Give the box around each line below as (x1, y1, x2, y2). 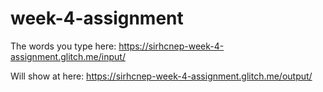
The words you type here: (10, 40, 117, 52)
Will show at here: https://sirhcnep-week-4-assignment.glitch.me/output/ (10, 70, 313, 82)
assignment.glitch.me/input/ (10, 50, 126, 62)
